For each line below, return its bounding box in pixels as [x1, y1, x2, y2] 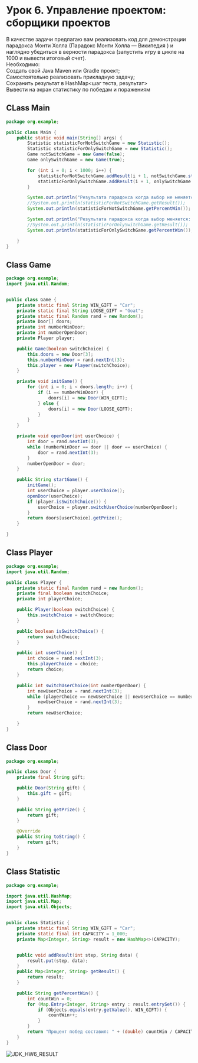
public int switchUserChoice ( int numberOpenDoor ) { [16, 682, 146, 688]
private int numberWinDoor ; [16, 324, 85, 330]
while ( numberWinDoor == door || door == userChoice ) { [27, 444, 167, 450]
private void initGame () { [16, 379, 83, 385]
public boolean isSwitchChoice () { [16, 628, 104, 634]
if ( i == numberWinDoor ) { [37, 389, 104, 396]
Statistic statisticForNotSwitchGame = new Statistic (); [27, 140, 170, 147]
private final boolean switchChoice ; [16, 590, 110, 597]
